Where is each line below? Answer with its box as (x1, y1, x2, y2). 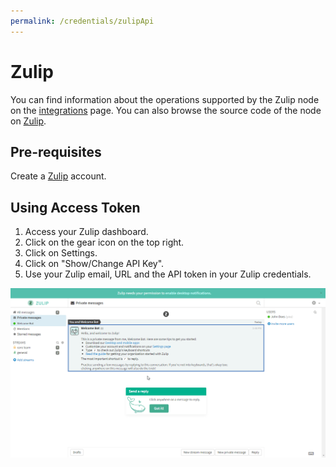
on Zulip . (10, 115, 47, 127)
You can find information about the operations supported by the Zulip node (10, 93, 320, 105)
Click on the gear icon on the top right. (24, 236, 185, 249)
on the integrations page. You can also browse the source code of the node (10, 104, 322, 116)
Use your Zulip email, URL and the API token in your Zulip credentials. (24, 268, 312, 280)
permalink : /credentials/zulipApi (10, 16, 155, 26)
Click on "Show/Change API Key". (24, 258, 165, 270)
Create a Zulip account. (10, 170, 107, 182)
